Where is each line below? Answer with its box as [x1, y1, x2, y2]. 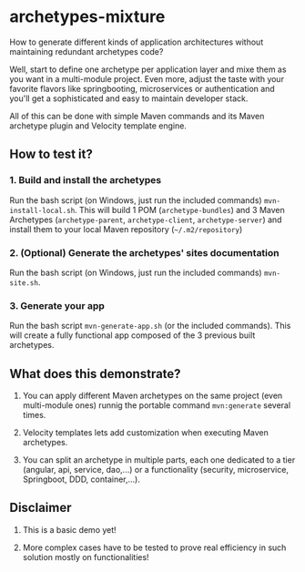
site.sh [9, 278, 39, 288]
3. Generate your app [9, 299, 105, 312]
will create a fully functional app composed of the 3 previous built [9, 330, 256, 341]
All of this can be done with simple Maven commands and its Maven [9, 110, 265, 121]
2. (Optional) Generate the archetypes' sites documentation [9, 246, 280, 259]
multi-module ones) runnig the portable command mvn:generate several [22, 400, 291, 411]
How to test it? [9, 147, 93, 162]
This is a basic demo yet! [22, 524, 117, 535]
